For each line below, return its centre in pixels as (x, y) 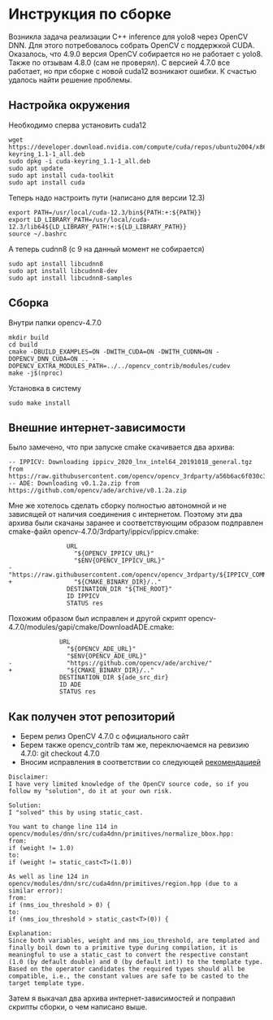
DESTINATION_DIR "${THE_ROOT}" (119, 589)
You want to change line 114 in (63, 827)
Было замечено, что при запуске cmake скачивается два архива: (122, 447)
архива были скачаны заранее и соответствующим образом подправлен (136, 523)
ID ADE (71, 685)
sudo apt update (36, 168)
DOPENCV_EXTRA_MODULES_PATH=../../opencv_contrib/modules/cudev (119, 366)
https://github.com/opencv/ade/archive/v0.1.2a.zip (97, 491)
